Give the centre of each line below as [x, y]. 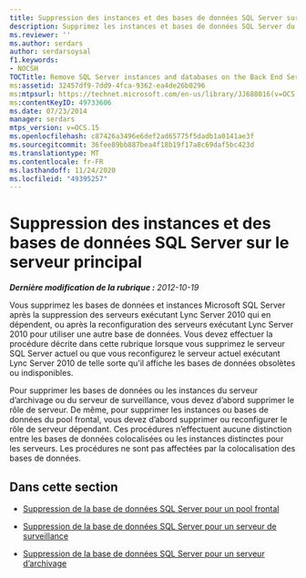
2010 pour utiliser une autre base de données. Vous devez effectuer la [141, 334]
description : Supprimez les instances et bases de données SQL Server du [153, 26]
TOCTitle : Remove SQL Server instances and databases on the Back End [146, 77]
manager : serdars [42, 119]
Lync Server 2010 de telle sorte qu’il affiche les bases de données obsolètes [153, 363]
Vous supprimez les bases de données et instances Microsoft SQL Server [148, 305]
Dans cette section [64, 487]
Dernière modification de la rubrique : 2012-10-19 [104, 288]
